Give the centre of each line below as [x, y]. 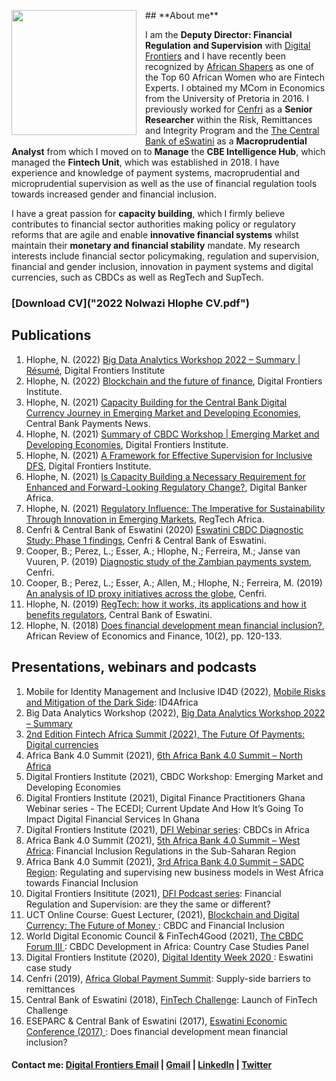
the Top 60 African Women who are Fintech [235, 77]
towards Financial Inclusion [82, 882]
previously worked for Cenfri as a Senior [229, 109]
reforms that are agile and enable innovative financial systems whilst [155, 234]
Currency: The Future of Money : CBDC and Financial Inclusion [155, 925]
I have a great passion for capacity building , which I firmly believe [148, 213]
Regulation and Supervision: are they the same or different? [148, 904]
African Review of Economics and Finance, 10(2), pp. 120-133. [154, 636]
